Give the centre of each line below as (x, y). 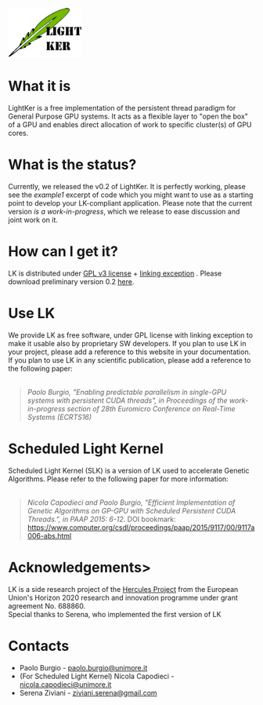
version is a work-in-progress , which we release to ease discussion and (124, 211)
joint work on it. (33, 220)
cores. (18, 133)
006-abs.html (49, 535)
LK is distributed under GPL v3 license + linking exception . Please (115, 273)
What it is (40, 86)
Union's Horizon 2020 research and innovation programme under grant (123, 597)
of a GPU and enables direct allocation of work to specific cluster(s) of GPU (130, 124)
